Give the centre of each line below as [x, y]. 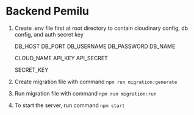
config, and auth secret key [49, 34]
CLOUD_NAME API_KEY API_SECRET [61, 58]
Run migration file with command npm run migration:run [85, 93]
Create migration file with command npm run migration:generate [96, 82]
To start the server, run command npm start [70, 105]
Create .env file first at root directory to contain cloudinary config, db [101, 28]
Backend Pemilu [48, 11]
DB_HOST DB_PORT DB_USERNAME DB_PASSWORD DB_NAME [95, 46]
